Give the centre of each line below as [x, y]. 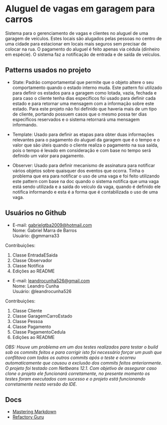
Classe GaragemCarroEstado [42, 316]
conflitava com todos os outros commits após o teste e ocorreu [71, 357]
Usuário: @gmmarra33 [36, 235]
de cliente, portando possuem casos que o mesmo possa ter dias [80, 114]
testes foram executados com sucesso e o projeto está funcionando [75, 378]
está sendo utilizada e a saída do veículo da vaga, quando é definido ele [86, 186]
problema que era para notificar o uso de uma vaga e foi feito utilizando [86, 176]
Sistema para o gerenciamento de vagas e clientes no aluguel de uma [77, 33]
